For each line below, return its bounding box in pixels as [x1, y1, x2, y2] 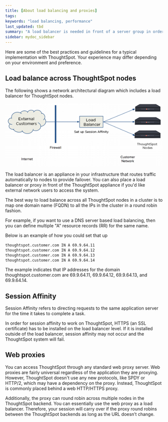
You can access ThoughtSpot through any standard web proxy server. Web [5, 364, 160, 370]
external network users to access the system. [5, 187, 99, 193]
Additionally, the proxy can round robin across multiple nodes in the [5, 395, 144, 401]
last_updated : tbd [5, 24, 43, 29]
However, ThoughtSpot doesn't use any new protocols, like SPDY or [5, 374, 145, 381]
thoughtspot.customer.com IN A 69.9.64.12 [5, 248, 95, 253]
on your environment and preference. [5, 60, 82, 65]
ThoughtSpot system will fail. [5, 336, 65, 342]
